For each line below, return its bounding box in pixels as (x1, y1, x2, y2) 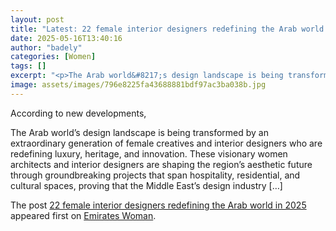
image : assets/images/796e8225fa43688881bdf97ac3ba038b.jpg (10, 80, 267, 90)
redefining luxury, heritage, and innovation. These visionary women (10, 147, 288, 160)
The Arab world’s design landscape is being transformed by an (10, 126, 269, 138)
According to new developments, (10, 107, 147, 119)
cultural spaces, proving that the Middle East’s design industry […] (10, 179, 283, 191)
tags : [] (10, 61, 47, 71)
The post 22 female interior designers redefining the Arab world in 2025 (10, 199, 307, 211)
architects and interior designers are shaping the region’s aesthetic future (10, 158, 313, 170)
